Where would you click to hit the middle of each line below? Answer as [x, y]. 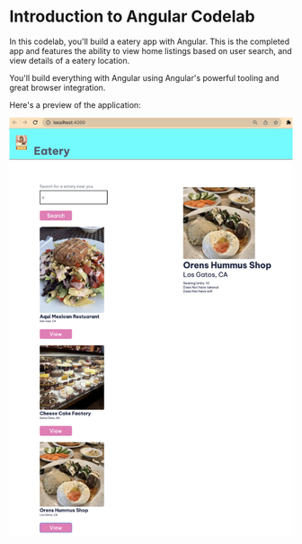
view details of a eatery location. [70, 60]
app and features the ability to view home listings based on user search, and [151, 50]
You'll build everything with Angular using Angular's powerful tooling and [144, 77]
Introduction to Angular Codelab [132, 17]
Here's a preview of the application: [75, 104]
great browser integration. [58, 87]
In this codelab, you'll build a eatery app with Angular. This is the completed [150, 41]
